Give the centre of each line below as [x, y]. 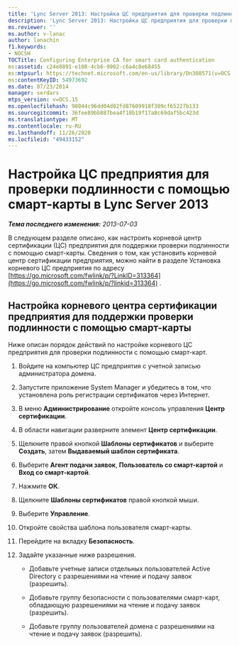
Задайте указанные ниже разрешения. [77, 555]
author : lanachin [34, 40]
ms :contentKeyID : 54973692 [48, 80]
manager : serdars [34, 93]
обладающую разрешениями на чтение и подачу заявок [115, 605]
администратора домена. [57, 374]
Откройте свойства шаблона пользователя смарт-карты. [105, 527]
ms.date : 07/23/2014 [39, 87]
